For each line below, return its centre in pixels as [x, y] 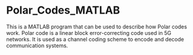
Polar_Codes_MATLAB [63, 10]
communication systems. [37, 46]
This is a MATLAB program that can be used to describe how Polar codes [97, 27]
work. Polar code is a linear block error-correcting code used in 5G [89, 33]
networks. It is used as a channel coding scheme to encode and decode [95, 39]
